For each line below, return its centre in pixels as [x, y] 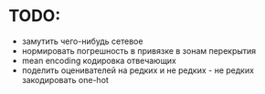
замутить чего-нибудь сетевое [82, 41]
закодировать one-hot [65, 79]
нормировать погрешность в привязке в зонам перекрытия [139, 50]
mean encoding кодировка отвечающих [99, 60]
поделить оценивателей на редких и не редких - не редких [138, 70]
